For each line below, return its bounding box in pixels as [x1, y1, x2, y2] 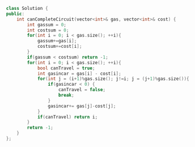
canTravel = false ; [58, 87, 106, 93]
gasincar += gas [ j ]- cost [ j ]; [47, 103, 116, 109]
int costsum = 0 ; [27, 27, 69, 33]
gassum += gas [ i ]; [37, 38, 77, 44]
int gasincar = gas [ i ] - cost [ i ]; [37, 71, 121, 76]
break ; [58, 92, 75, 98]
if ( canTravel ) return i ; [37, 114, 98, 120]
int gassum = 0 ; [27, 22, 67, 27]
